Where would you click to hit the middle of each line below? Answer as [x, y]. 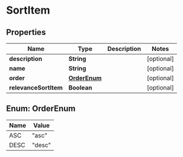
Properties [26, 32]
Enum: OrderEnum [41, 109]
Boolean [80, 88]
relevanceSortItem [36, 88]
